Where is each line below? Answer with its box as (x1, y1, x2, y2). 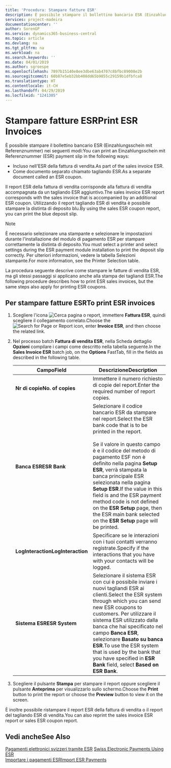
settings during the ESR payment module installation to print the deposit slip (5, 247, 164, 253)
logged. (93, 564, 111, 571)
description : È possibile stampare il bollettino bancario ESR (5, 12, 142, 17)
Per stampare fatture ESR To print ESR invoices (5, 299, 155, 307)
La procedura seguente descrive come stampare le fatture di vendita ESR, (5, 268, 160, 274)
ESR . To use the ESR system (93, 642, 159, 649)
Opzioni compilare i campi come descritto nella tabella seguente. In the (12, 343, 161, 350)
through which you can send (93, 597, 161, 604)
